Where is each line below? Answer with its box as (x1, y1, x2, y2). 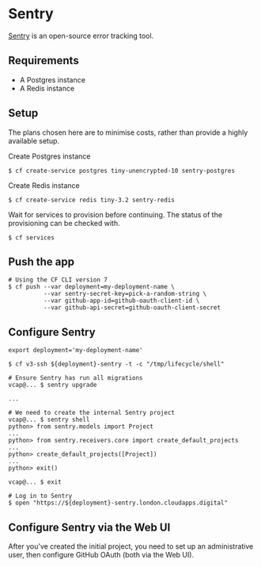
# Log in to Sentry (8, 492, 73, 500)
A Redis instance (19, 83, 75, 93)
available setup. (8, 136, 60, 145)
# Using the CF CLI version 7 (8, 276, 108, 284)
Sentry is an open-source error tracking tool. (8, 31, 154, 40)
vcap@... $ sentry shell (8, 416, 90, 424)
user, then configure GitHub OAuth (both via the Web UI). (8, 550, 195, 559)
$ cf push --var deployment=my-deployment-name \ (8, 283, 176, 291)
